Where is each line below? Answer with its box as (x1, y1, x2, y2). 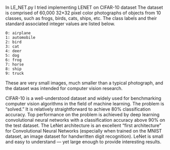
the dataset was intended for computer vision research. (5, 85, 123, 91)
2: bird (5, 39, 22, 45)
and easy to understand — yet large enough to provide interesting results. (5, 139, 162, 145)
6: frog (5, 57, 22, 62)
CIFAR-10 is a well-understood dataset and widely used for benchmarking (5, 95, 162, 101)
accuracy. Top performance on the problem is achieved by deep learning (5, 112, 160, 117)
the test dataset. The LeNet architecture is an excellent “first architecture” (5, 122, 162, 128)
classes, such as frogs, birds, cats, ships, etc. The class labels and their (5, 15, 157, 21)
